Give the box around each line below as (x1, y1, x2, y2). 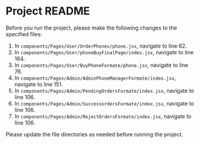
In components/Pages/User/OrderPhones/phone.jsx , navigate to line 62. (14, 42, 187, 49)
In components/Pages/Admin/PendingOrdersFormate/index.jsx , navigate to (14, 87, 195, 94)
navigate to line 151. (14, 80, 63, 88)
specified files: (5, 30, 43, 37)
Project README (5, 4, 90, 18)
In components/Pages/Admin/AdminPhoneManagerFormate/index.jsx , (14, 74, 176, 81)
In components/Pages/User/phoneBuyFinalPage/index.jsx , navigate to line (14, 48, 194, 55)
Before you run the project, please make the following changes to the (5, 24, 177, 31)
